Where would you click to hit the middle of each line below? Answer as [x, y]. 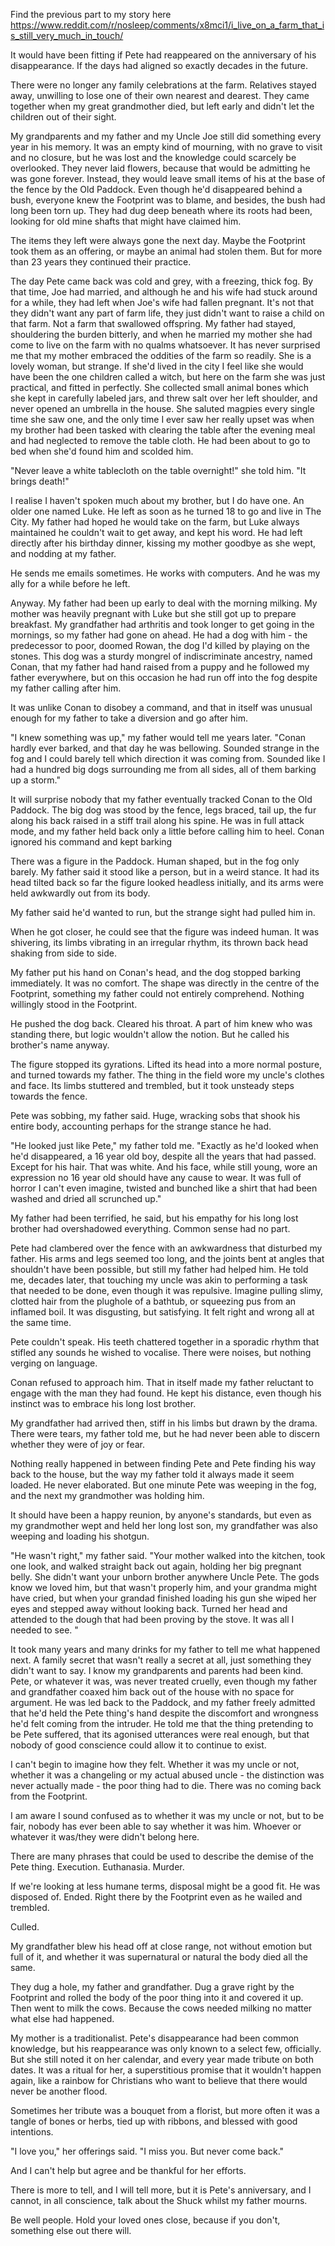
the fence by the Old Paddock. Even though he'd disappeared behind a [156, 189]
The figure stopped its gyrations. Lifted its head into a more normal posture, [166, 1064]
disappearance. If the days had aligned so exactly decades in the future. [159, 65]
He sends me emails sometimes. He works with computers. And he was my [165, 573]
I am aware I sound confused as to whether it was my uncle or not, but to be [167, 1815]
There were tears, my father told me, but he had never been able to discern [165, 1433]
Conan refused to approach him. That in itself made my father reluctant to [162, 1382]
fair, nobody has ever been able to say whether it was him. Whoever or [156, 1826]
